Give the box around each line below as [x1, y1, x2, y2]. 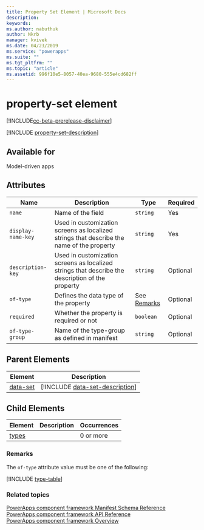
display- [9, 227, 35, 234]
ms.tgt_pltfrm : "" [6, 59, 53, 66]
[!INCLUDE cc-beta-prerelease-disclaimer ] [6, 117, 112, 124]
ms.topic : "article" [6, 65, 59, 72]
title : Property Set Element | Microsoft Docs [6, 8, 126, 15]
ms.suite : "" [6, 54, 39, 60]
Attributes [6, 180, 46, 191]
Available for [6, 146, 56, 157]
